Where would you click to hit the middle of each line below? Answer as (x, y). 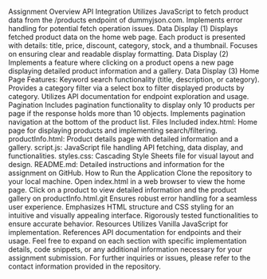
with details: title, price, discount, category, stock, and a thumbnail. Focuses (133, 46)
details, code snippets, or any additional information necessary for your (126, 249)
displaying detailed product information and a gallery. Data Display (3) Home (134, 71)
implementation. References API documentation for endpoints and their (125, 232)
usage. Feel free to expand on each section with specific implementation (128, 241)
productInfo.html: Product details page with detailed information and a (124, 139)
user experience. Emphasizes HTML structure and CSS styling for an (121, 207)
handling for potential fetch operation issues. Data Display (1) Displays (123, 28)
